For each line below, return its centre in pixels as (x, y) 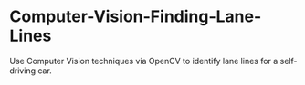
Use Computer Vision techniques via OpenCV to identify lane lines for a (144, 61)
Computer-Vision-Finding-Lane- (136, 17)
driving (23, 71)
